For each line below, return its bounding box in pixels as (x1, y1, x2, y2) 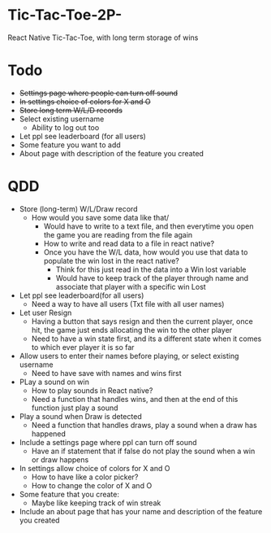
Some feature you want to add (19, 140, 121, 150)
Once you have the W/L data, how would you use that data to (43, 247, 248, 257)
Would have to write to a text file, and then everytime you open (43, 221, 254, 231)
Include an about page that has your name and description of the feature (19, 506, 263, 516)
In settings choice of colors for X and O (19, 96, 151, 107)
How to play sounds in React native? (31, 385, 153, 395)
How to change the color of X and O (31, 480, 153, 490)
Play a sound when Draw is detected (19, 411, 143, 421)
